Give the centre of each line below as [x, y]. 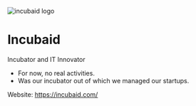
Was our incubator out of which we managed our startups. [103, 80]
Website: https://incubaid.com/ [53, 94]
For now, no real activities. [56, 73]
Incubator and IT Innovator [46, 59]
